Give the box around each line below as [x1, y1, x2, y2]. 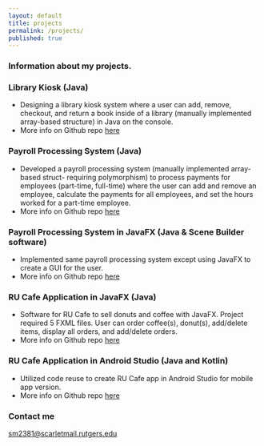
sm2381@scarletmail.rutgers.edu [8, 428, 118, 438]
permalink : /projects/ [8, 26, 84, 34]
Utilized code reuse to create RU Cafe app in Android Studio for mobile [19, 373, 254, 383]
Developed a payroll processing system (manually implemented [19, 163, 230, 173]
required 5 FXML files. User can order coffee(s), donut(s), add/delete [19, 318, 248, 328]
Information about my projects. [8, 61, 132, 72]
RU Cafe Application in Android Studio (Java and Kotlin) [8, 356, 229, 367]
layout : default [8, 11, 62, 20]
